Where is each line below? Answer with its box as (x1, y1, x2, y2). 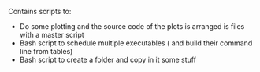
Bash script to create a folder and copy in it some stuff (19, 55, 197, 64)
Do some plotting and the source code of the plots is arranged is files (19, 22, 245, 31)
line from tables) (19, 47, 73, 56)
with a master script (19, 31, 84, 39)
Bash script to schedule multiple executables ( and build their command (19, 38, 253, 48)
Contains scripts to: (8, 7, 72, 16)
